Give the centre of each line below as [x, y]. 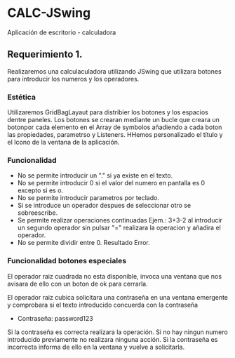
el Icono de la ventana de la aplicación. [63, 142]
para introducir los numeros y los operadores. [73, 79]
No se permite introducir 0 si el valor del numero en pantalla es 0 [111, 183]
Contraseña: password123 [55, 318]
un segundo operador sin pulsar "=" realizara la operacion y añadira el [119, 228]
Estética [22, 97]
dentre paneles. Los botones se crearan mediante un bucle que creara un [113, 120]
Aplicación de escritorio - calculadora [62, 32]
